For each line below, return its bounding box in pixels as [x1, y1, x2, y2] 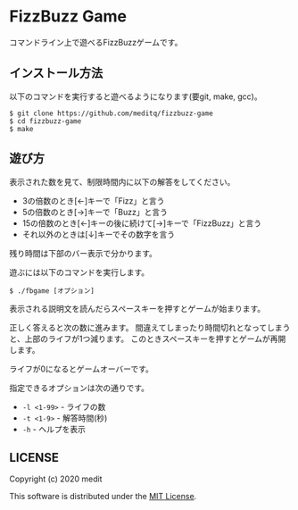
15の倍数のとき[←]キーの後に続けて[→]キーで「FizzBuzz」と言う [21, 217, 262, 229]
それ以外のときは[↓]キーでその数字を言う [21, 229, 176, 239]
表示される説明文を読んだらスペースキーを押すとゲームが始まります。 [9, 303, 266, 314]
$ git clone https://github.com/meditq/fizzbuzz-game [9, 109, 214, 118]
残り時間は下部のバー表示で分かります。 [9, 247, 158, 258]
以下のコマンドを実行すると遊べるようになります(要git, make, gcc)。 [9, 91, 262, 102]
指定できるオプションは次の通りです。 [9, 382, 150, 393]
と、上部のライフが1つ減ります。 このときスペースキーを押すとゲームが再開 [9, 333, 286, 344]
